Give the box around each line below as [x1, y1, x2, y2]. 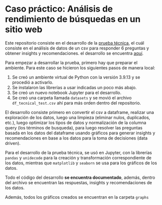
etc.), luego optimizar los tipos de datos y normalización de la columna [5, 120, 146, 126]
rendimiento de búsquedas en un [5, 14, 141, 25]
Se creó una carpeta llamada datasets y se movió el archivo [12, 95, 132, 100]
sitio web [5, 24, 43, 35]
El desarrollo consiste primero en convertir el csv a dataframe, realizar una [5, 109, 154, 115]
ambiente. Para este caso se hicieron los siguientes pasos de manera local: [5, 64, 155, 71]
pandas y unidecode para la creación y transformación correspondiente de [5, 155, 152, 160]
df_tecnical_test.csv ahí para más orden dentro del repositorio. [12, 100, 141, 106]
